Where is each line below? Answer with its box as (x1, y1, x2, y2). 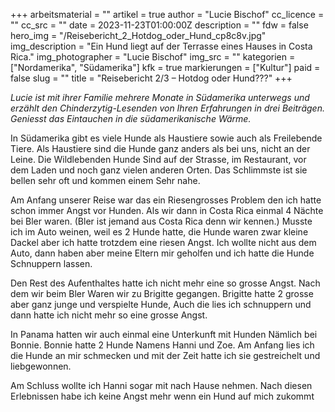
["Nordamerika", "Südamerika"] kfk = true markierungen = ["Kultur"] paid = (10, 62, 321, 73)
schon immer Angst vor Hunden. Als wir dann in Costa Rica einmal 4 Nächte (10, 205, 324, 216)
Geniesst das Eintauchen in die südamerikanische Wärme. (10, 113, 252, 124)
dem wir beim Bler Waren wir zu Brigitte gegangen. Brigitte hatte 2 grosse (10, 288, 314, 299)
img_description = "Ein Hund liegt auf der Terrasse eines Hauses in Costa (10, 40, 313, 52)
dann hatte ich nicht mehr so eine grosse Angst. (10, 309, 208, 321)
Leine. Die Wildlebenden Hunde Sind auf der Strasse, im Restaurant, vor (10, 154, 307, 165)
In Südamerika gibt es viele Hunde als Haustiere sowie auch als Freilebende (10, 132, 323, 144)
